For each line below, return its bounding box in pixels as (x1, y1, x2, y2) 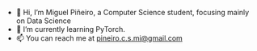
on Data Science (15, 16, 71, 25)
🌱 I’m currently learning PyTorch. (15, 25, 125, 33)
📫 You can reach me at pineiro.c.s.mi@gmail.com (15, 33, 183, 43)
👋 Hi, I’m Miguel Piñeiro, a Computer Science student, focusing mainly (15, 8, 250, 17)
